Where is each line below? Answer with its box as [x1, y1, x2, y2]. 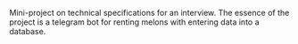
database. [9, 26, 46, 36]
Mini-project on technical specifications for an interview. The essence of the [9, 8, 290, 18]
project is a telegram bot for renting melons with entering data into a [9, 17, 261, 27]
